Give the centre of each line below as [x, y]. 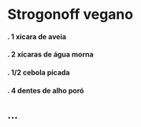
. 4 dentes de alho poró [46, 90]
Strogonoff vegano [70, 15]
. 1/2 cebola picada [39, 72]
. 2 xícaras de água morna [50, 54]
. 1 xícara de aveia [37, 36]
